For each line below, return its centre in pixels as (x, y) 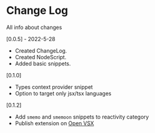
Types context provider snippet (54, 87)
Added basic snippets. (43, 63)
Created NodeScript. (40, 57)
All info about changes (34, 27)
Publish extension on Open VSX (55, 123)
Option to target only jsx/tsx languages (63, 93)
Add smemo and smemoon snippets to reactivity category (82, 117)
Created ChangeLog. (41, 50)
